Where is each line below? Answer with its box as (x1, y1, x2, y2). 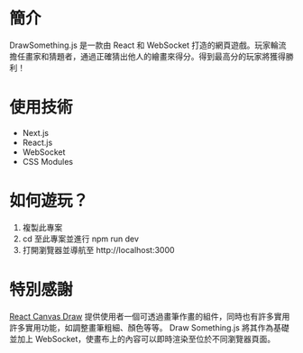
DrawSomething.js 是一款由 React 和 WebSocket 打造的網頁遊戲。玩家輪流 (9, 40, 287, 50)
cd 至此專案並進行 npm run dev (22, 233, 140, 244)
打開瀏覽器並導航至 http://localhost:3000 (22, 244, 175, 255)
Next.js (22, 127, 50, 138)
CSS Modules (22, 156, 74, 167)
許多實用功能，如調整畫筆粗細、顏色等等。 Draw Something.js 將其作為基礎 (9, 321, 290, 333)
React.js (22, 137, 53, 148)
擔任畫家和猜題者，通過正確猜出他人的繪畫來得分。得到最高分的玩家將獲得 (9, 50, 286, 61)
